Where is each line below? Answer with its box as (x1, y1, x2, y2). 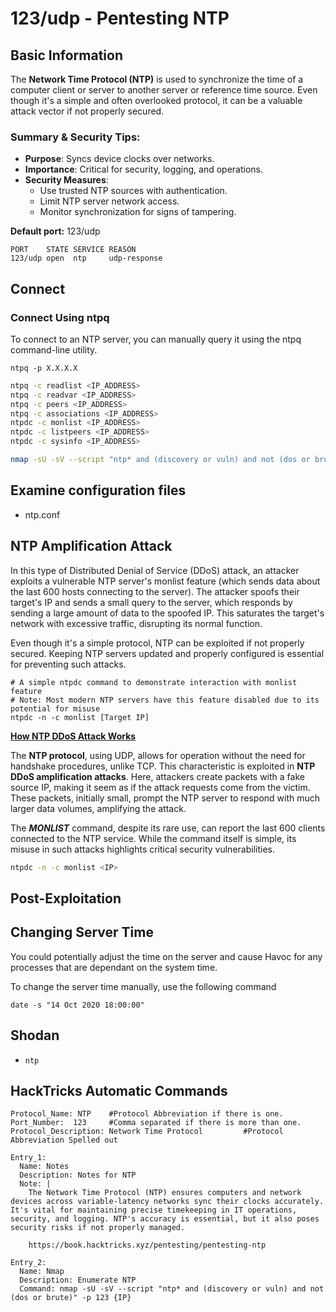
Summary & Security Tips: (10, 130, 141, 144)
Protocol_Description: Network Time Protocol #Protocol (10, 1127, 284, 1137)
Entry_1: (10, 1153, 47, 1163)
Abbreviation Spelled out (10, 1135, 118, 1146)
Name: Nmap (19, 1267, 65, 1277)
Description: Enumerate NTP (19, 1275, 137, 1286)
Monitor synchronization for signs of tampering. (39, 206, 237, 218)
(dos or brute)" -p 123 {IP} (10, 1293, 132, 1303)
